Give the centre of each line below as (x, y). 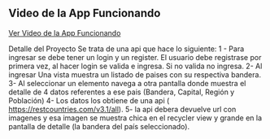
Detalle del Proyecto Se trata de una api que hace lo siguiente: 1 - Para (126, 49)
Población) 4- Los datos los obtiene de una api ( (89, 100)
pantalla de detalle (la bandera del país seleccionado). (99, 126)
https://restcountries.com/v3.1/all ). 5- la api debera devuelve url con (122, 109)
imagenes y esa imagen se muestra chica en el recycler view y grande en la (135, 118)
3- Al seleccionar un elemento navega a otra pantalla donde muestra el (127, 83)
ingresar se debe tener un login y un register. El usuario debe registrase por (135, 57)
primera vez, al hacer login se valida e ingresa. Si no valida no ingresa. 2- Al (135, 66)
